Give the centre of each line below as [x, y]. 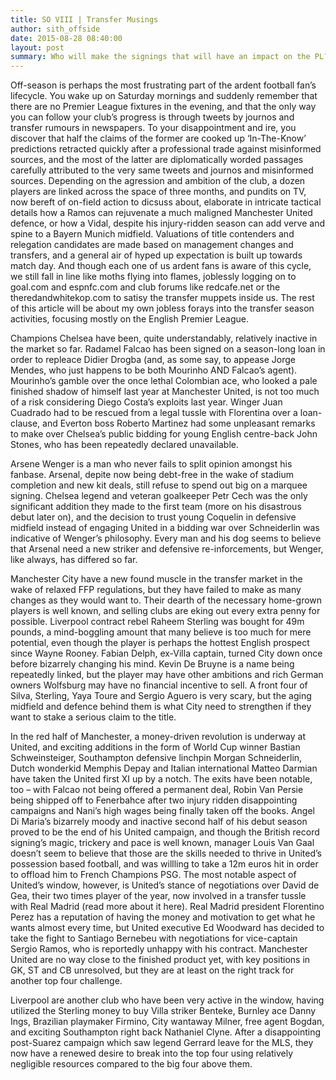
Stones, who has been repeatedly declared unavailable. [124, 445]
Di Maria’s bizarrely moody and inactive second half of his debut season [159, 822]
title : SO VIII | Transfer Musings [84, 19]
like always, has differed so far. [74, 560]
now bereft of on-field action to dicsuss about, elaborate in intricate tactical [166, 202]
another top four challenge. [66, 981]
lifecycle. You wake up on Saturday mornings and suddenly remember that [164, 96]
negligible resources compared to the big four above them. [131, 1064]
